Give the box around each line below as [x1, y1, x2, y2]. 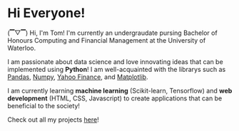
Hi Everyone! [7, 5, 86, 21]
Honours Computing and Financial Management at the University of [7, 36, 206, 44]
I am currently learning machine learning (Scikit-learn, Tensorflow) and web [7, 86, 233, 95]
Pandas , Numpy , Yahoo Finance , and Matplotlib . [7, 73, 148, 81]
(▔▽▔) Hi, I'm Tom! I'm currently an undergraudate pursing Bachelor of [7, 28, 218, 37]
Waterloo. [7, 43, 36, 52]
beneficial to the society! [7, 101, 81, 110]
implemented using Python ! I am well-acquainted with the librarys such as [7, 65, 226, 73]
